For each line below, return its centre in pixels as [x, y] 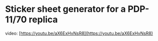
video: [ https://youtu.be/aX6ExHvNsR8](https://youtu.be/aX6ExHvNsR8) [79, 33]
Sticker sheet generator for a [66, 9]
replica [43, 20]
